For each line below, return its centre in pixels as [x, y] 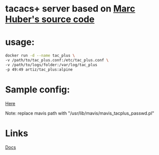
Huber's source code [50, 19]
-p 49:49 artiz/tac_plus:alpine [39, 69]
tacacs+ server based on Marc [70, 9]
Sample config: [38, 89]
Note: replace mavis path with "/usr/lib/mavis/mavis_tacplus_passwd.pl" [80, 113]
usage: [20, 42]
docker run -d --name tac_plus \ [40, 55]
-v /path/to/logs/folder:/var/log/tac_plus [51, 65]
